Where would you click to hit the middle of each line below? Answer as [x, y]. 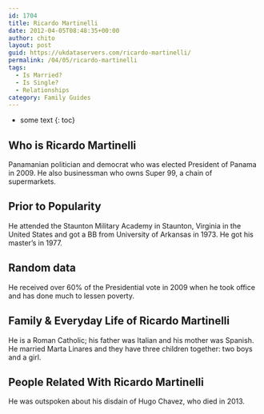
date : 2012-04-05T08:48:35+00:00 [64, 30]
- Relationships [42, 90]
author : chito [32, 38]
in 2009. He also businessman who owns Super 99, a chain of [110, 173]
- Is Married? [39, 75]
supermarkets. [32, 181]
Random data [42, 268]
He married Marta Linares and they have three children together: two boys [131, 348]
